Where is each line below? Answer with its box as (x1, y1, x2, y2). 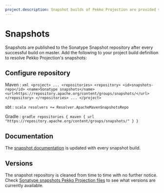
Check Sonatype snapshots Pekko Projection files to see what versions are (5, 177, 156, 183)
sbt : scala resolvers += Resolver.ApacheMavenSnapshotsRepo (5, 104, 129, 110)
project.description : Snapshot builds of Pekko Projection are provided (5, 7, 156, 12)
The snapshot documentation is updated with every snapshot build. (5, 145, 141, 151)
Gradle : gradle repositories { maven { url (5, 113, 94, 120)
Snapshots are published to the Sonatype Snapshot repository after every (5, 44, 153, 50)
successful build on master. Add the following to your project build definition (5, 49, 159, 55)
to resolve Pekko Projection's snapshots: (5, 55, 87, 61)
